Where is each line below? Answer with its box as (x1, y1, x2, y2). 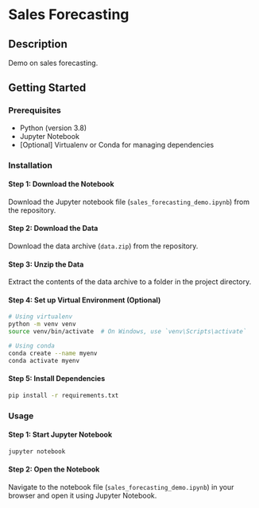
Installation (8, 160, 53, 171)
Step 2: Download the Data (8, 224, 99, 233)
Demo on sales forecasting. (8, 58, 99, 67)
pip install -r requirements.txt (8, 391, 119, 399)
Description (8, 37, 68, 51)
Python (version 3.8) (19, 123, 87, 133)
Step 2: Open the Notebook (8, 464, 100, 474)
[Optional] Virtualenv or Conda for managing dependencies (19, 140, 215, 149)
